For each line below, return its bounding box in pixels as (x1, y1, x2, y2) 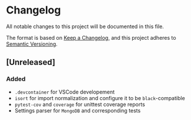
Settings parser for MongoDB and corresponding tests (14, 107, 141, 114)
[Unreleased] (6, 57, 56, 67)
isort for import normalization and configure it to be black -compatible (14, 94, 185, 101)
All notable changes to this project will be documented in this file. (6, 23, 165, 30)
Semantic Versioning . (6, 40, 58, 47)
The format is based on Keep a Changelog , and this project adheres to (6, 34, 176, 41)
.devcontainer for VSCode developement (14, 88, 115, 95)
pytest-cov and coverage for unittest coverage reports (14, 101, 145, 108)
